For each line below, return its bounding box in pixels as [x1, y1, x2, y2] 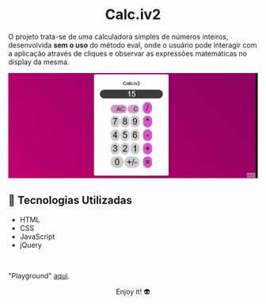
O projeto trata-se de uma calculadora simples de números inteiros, [8, 32, 229, 41]
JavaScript [19, 232, 55, 241]
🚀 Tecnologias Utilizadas [8, 194, 132, 207]
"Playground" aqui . [8, 271, 70, 280]
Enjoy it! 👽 [116, 287, 150, 296]
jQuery [19, 240, 42, 249]
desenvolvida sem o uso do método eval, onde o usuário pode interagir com [8, 40, 257, 49]
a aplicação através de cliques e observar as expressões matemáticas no [8, 48, 248, 58]
